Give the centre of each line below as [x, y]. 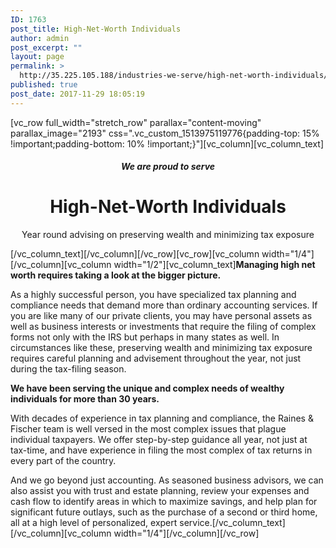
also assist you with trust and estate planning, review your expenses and [160, 491]
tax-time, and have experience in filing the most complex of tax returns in [161, 450]
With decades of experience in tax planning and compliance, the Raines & [162, 418]
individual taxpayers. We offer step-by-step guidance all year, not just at [159, 440]
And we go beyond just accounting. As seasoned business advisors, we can [167, 480]
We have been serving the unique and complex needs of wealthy [147, 388]
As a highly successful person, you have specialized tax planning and [153, 295]
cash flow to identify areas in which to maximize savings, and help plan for [164, 502]
